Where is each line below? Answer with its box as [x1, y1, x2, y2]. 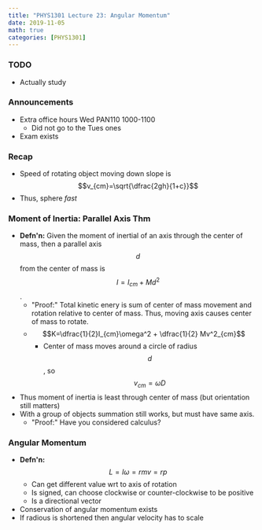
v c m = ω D [133, 378, 167, 389]
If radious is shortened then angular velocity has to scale [19, 513, 205, 522]
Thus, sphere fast [19, 193, 77, 203]
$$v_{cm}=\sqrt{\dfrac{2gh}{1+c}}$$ [77, 182, 199, 191]
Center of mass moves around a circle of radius [42, 341, 198, 351]
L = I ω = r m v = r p [109, 467, 168, 477]
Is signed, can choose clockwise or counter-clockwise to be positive [31, 488, 254, 497]
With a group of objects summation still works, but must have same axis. [19, 409, 255, 418]
